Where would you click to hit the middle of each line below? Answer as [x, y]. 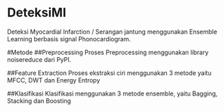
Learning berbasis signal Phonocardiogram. [69, 38]
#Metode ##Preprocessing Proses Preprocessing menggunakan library [108, 52]
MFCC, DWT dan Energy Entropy [54, 80]
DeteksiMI [37, 13]
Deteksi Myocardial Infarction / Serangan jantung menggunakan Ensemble [112, 32]
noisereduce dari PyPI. [39, 59]
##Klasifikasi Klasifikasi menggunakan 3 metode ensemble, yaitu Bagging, [112, 93]
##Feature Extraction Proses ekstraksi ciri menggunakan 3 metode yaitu [109, 73]
